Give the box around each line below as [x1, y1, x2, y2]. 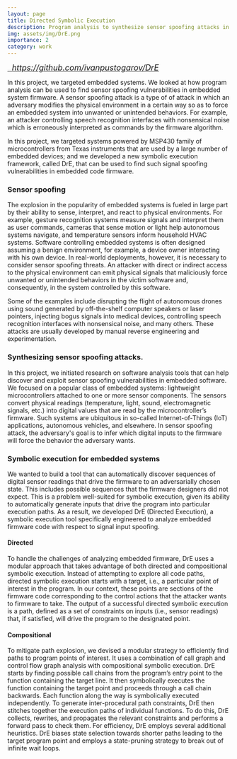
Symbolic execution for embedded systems [7, 453, 161, 463]
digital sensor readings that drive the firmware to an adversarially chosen [7, 477, 221, 485]
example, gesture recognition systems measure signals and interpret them [7, 216, 224, 224]
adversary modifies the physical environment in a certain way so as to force [7, 100, 229, 109]
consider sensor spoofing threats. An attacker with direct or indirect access [7, 261, 228, 270]
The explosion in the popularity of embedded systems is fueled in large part [7, 201, 229, 209]
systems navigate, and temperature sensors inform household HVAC [7, 231, 207, 239]
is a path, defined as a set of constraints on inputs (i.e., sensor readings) [7, 607, 219, 615]
